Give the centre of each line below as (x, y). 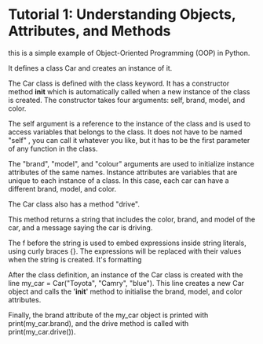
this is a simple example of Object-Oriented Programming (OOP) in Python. (129, 53)
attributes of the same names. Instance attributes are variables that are (123, 172)
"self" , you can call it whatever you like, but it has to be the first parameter (129, 140)
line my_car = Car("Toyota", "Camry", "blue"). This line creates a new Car (126, 283)
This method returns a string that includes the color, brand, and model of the (132, 219)
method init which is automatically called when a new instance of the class (129, 91)
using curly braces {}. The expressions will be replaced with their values (125, 251)
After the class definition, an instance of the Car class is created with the (126, 274)
